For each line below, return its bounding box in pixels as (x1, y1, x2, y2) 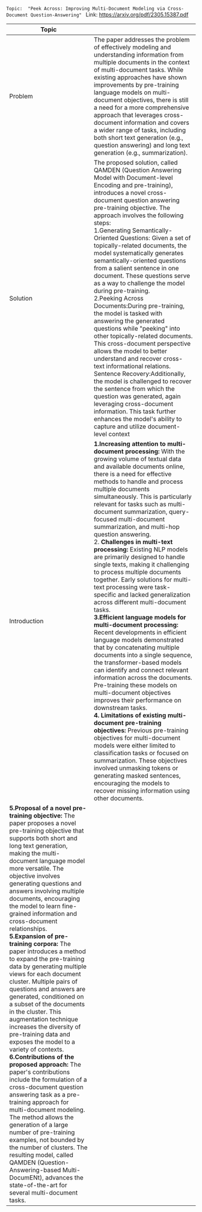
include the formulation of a (9, 1076, 87, 1084)
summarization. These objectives (93, 757, 188, 764)
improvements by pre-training (93, 81, 179, 89)
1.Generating (93, 226, 131, 235)
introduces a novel (93, 189, 146, 197)
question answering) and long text (93, 141, 191, 149)
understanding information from (93, 51, 184, 59)
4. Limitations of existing (93, 711, 167, 719)
